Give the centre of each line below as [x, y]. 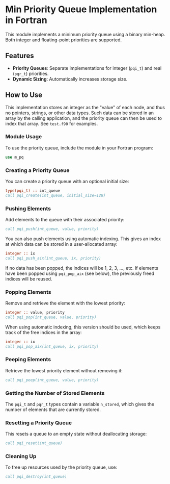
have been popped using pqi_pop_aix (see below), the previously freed [80, 273]
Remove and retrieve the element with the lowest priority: [65, 303]
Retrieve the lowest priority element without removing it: [64, 370]
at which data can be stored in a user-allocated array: [62, 244]
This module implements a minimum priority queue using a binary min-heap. [85, 34]
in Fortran [26, 20]
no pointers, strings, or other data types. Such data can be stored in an [80, 113]
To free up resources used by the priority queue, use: [61, 467]
